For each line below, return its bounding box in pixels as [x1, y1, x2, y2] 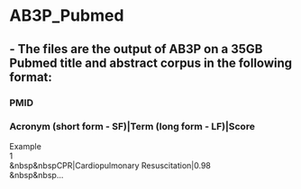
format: [9, 69, 52, 85]
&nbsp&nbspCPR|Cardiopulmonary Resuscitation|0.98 [9, 159, 212, 171]
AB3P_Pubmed [9, 5, 124, 26]
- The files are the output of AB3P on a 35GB [9, 41, 263, 57]
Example [9, 140, 42, 151]
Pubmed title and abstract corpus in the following [9, 55, 293, 70]
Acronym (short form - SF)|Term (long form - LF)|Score [9, 121, 255, 133]
